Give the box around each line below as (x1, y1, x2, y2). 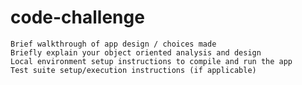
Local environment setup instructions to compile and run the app (10, 56, 293, 66)
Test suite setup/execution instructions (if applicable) (10, 65, 257, 75)
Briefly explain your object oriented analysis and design (10, 47, 262, 58)
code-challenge (10, 6, 145, 29)
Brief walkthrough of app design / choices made (10, 39, 217, 49)
